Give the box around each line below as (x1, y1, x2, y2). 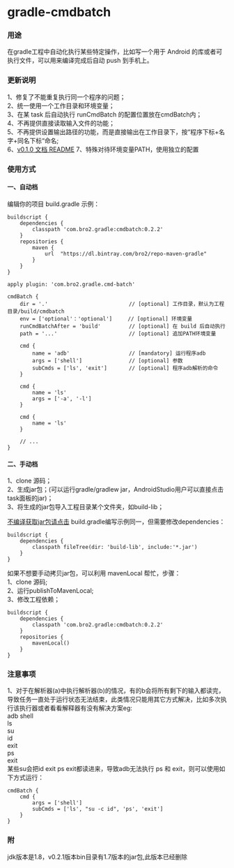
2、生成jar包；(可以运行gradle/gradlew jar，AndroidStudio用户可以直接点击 (7, 485, 224, 494)
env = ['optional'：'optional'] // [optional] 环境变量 (19, 315, 193, 322)
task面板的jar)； (7, 494, 54, 503)
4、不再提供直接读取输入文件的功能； (7, 119, 116, 127)
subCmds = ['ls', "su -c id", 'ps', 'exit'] (32, 806, 164, 813)
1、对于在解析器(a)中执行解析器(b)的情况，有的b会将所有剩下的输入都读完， (7, 686, 225, 695)
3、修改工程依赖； (7, 595, 61, 604)
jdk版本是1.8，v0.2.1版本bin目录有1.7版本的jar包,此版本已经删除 (7, 853, 188, 861)
